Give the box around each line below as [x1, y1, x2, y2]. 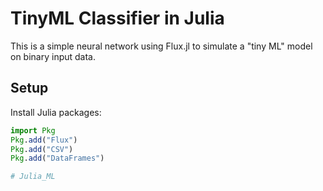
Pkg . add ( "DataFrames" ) [10, 153, 105, 164]
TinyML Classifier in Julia [10, 7, 225, 30]
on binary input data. [10, 50, 97, 62]
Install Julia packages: [10, 106, 102, 118]
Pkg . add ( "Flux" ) [10, 135, 78, 145]
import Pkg [10, 125, 56, 136]
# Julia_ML [10, 172, 56, 182]
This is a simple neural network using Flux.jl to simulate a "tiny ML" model [10, 40, 313, 52]
